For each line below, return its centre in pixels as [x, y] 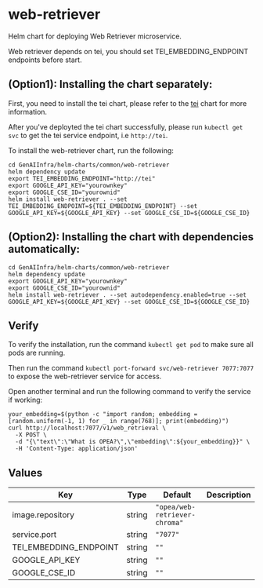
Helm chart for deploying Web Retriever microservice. [95, 36]
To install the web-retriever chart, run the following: [91, 150]
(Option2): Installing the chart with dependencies [131, 237]
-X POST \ [31, 435]
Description [229, 495]
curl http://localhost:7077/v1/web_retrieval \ [87, 428]
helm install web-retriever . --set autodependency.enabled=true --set [127, 295]
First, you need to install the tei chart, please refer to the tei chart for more [128, 103]
